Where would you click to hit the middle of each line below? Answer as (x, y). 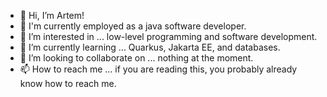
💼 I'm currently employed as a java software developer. (133, 26)
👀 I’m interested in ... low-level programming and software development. (168, 36)
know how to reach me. (68, 83)
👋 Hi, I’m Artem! (52, 15)
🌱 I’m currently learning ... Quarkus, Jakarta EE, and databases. (150, 47)
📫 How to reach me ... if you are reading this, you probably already (158, 69)
